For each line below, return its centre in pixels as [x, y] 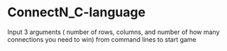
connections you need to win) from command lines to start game [102, 39]
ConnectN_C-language [77, 12]
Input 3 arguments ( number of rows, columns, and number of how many [113, 32]
